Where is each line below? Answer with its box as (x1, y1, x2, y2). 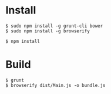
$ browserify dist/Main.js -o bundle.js (5, 82, 106, 88)
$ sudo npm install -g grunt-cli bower (5, 23, 103, 29)
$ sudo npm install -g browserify (5, 28, 90, 34)
